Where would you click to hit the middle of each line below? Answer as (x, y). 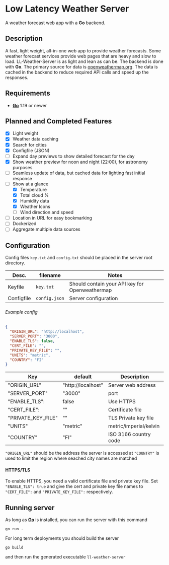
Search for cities (29, 145)
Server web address (132, 385)
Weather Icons (35, 206)
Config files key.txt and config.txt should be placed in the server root (79, 258)
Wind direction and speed (47, 213)
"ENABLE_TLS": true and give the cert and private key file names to (74, 486)
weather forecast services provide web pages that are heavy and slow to (81, 56)
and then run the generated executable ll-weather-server (65, 557)
